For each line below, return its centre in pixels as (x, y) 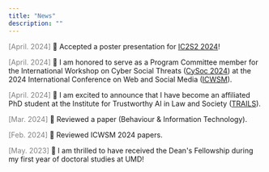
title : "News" (32, 16)
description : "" (36, 23)
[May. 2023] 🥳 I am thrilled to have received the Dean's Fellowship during (131, 150)
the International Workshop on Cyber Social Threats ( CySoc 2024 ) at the (130, 70)
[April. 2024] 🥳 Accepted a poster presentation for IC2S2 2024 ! (114, 46)
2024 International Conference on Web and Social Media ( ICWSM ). (120, 79)
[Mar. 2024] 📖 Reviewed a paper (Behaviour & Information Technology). (128, 119)
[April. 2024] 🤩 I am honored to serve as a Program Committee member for (133, 62)
